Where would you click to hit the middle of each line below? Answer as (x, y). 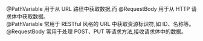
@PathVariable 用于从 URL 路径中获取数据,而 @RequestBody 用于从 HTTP (98, 9)
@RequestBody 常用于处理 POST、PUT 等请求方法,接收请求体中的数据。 (97, 31)
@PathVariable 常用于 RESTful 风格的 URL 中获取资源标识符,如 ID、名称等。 (100, 24)
